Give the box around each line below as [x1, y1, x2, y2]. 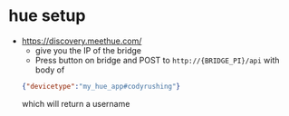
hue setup [8, 5, 86, 26]
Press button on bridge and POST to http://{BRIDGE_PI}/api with [34, 54, 280, 65]
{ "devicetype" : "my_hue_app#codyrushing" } [21, 82, 181, 91]
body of [34, 64, 65, 75]
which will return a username [21, 98, 130, 109]
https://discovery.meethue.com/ [21, 35, 142, 46]
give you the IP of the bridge [34, 44, 142, 55]
